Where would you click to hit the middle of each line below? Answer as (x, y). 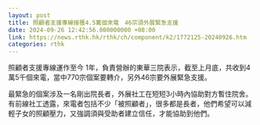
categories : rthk (36, 45)
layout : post (29, 15)
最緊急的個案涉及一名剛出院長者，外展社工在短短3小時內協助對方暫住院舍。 (130, 94)
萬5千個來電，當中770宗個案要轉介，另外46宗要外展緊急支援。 (110, 77)
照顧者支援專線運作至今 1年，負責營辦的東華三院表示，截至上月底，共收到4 (129, 68)
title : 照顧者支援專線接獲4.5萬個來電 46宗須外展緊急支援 (93, 23)
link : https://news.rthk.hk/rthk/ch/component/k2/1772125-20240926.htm (127, 37)
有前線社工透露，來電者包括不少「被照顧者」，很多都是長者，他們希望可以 (126, 104)
